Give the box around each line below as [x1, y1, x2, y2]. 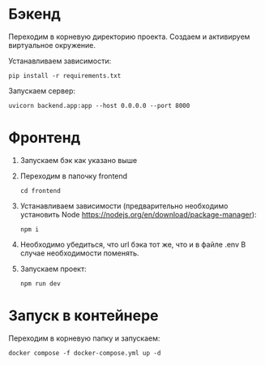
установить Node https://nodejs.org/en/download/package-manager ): [19, 209, 257, 219]
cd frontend [19, 187, 61, 195]
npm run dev [19, 279, 61, 288]
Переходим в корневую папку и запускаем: [8, 333, 160, 343]
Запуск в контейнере [8, 307, 159, 325]
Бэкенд [8, 5, 61, 24]
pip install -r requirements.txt [8, 71, 122, 79]
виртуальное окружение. [8, 40, 96, 49]
